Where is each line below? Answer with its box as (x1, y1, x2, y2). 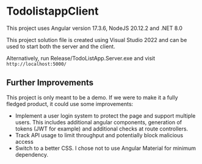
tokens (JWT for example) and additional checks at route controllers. (15, 125, 188, 132)
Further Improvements (6, 77, 94, 88)
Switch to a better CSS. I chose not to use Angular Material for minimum (15, 144, 197, 152)
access (15, 138, 34, 145)
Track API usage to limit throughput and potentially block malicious (15, 131, 184, 138)
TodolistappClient (6, 4, 99, 18)
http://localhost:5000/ (6, 61, 67, 67)
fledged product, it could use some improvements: (6, 100, 134, 107)
